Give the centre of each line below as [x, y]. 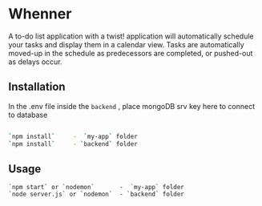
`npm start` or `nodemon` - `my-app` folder [96, 188]
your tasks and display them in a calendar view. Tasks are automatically [126, 44]
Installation [37, 87]
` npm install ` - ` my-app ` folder [73, 136]
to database [28, 115]
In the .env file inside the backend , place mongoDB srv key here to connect [131, 106]
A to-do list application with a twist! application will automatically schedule [131, 36]
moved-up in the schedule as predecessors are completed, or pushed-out [131, 53]
